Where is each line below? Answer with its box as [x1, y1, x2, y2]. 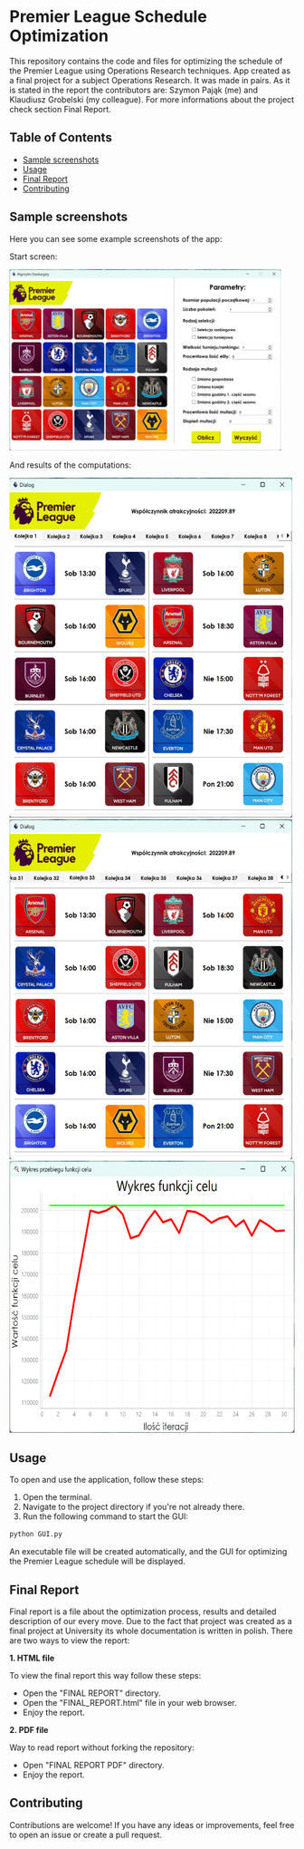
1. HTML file [9, 1652, 55, 1664]
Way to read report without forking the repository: [9, 1742, 195, 1753]
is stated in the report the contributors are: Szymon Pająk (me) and [9, 84, 259, 95]
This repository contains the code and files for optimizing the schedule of [9, 55, 283, 66]
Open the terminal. [22, 1492, 92, 1503]
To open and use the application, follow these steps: [9, 1475, 204, 1486]
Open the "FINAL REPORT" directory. [22, 1688, 161, 1699]
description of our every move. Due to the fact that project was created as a [9, 1616, 292, 1627]
